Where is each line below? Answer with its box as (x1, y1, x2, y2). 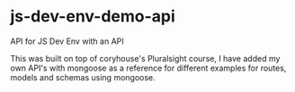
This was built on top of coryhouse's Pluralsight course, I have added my (10, 53, 281, 63)
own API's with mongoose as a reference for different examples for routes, (10, 63, 287, 73)
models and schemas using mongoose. (10, 71, 156, 82)
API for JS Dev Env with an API (10, 36, 124, 46)
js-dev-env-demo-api (10, 6, 176, 27)
